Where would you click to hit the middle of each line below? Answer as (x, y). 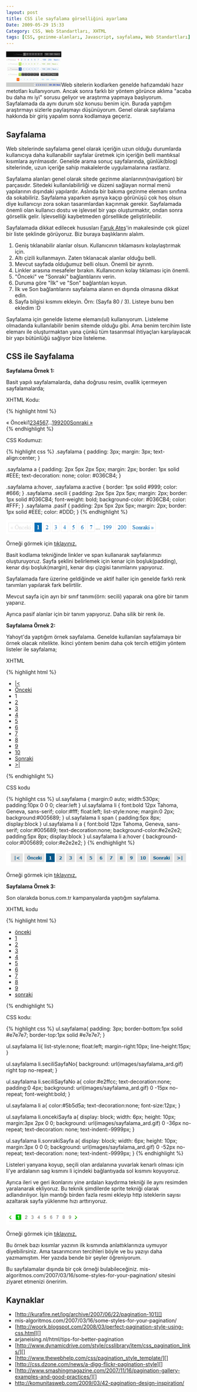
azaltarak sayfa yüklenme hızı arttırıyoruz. (57, 1201)
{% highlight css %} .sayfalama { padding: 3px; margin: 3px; (79, 451)
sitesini (167, 1276)
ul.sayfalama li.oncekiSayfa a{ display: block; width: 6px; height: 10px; (91, 1117)
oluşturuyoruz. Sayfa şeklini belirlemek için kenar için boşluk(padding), (92, 561)
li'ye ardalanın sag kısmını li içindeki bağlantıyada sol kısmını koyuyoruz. (93, 1171)
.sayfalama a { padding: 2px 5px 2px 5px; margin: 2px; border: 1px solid (93, 469)
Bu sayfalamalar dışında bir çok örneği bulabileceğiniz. (72, 1269)
